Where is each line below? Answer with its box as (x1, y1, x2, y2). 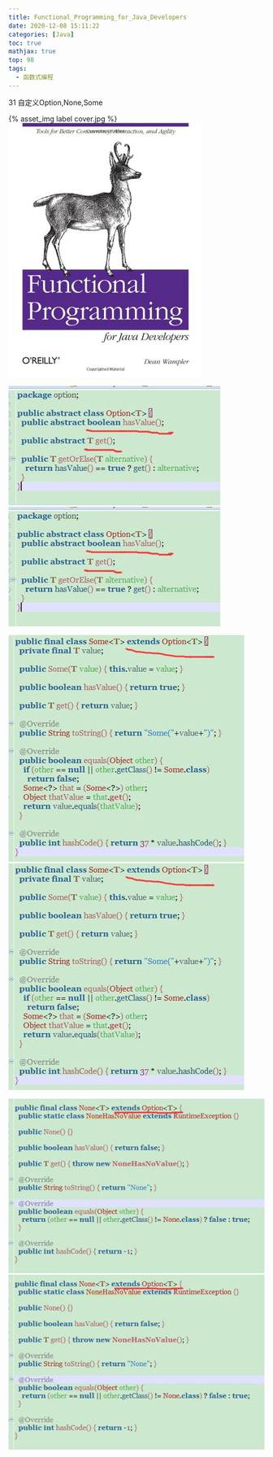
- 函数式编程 (15, 73, 54, 81)
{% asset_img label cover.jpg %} (8, 114, 118, 124)
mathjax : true (8, 47, 57, 56)
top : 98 (8, 56, 35, 64)
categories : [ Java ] (8, 30, 75, 38)
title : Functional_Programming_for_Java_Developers (8, 13, 187, 21)
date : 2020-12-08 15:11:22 (8, 21, 100, 30)
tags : (8, 65, 27, 73)
